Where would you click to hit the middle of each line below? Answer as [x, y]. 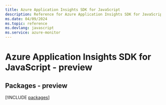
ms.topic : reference [26, 23]
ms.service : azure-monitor [33, 33]
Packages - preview [36, 86]
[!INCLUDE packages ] [27, 97]
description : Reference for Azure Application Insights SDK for [73, 14]
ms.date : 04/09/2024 [26, 19]
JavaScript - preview [49, 68]
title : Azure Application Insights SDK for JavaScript [63, 10]
